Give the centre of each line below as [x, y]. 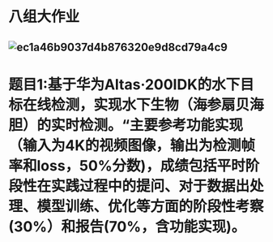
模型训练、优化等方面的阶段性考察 [151, 206]
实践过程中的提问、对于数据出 [151, 186]
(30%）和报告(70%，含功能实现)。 [127, 226]
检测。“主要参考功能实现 [162, 125]
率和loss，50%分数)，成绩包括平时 [127, 165]
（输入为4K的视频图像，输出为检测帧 [132, 145]
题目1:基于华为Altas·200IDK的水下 [124, 84]
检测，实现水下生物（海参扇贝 [151, 104]
